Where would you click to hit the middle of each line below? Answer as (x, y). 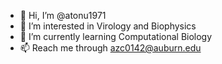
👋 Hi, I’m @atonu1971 (63, 15)
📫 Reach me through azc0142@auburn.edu (110, 48)
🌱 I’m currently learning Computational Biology (116, 36)
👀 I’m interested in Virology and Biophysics (108, 26)
